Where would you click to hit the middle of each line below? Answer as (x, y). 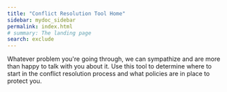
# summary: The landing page (49, 33)
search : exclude (31, 39)
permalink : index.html (40, 26)
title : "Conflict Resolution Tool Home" (67, 13)
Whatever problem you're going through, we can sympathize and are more (114, 59)
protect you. (25, 81)
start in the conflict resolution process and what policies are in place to (109, 74)
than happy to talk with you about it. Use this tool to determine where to (110, 66)
